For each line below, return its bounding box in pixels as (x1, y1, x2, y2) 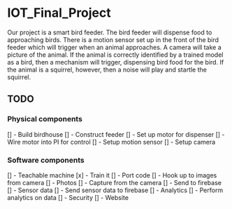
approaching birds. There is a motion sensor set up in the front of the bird (7, 35, 219, 43)
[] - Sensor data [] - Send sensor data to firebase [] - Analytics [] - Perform (7, 186, 224, 194)
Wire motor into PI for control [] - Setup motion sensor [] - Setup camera (7, 137, 216, 146)
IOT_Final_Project (7, 5, 112, 21)
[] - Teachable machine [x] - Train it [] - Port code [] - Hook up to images (7, 170, 217, 180)
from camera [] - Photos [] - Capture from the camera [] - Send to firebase (7, 178, 222, 187)
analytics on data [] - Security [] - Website (7, 193, 129, 201)
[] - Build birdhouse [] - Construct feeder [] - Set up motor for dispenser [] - (7, 130, 225, 138)
